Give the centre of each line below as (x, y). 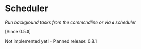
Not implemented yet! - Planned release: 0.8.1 (51, 41)
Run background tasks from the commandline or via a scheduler (70, 22)
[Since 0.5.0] (18, 31)
